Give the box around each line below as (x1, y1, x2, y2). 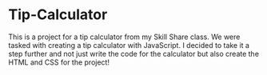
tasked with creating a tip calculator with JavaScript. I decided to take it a (8, 40, 250, 49)
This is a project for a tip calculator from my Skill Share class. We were (8, 32, 241, 41)
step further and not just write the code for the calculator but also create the (8, 49, 260, 58)
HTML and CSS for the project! (8, 57, 110, 67)
